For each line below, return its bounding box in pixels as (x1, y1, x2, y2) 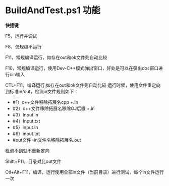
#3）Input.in (12, 111, 39, 117)
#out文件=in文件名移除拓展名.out (12, 137, 82, 143)
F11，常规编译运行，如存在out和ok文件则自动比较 (5, 54, 107, 60)
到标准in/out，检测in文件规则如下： (5, 88, 79, 94)
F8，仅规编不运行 (5, 43, 42, 49)
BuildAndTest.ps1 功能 (5, 5, 101, 16)
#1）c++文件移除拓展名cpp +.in (12, 99, 78, 105)
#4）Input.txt (12, 118, 40, 124)
